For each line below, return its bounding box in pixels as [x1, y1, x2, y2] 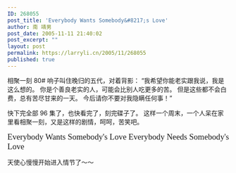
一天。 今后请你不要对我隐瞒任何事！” [62, 94, 173, 102]
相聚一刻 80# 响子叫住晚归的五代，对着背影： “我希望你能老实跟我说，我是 [7, 76, 225, 84]
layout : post [7, 43, 46, 50]
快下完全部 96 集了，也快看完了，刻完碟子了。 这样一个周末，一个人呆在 [7, 108, 218, 117]
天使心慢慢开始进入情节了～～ [7, 158, 94, 166]
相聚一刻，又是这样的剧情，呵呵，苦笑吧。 [19, 117, 143, 126]
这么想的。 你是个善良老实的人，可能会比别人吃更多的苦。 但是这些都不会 [7, 85, 221, 94]
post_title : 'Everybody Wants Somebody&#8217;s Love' [7, 17, 169, 24]
